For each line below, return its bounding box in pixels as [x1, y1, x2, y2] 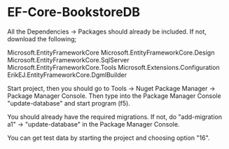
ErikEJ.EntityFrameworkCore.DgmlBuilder [7, 71, 127, 79]
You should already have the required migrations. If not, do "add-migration [7, 113, 223, 121]
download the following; [7, 34, 77, 43]
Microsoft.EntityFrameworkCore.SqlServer [7, 55, 130, 64]
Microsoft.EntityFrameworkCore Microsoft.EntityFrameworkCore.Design [7, 48, 215, 57]
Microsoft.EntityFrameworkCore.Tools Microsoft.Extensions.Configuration [7, 63, 220, 71]
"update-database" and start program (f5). [7, 99, 131, 107]
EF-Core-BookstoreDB [7, 4, 141, 20]
